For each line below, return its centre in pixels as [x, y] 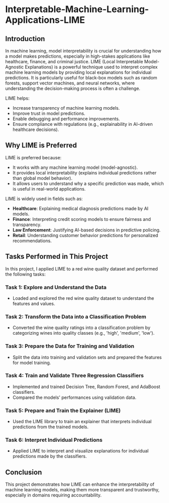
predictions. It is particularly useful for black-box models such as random [81, 78]
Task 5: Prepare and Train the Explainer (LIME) [63, 410]
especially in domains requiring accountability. [53, 495]
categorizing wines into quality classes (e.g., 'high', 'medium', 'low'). [83, 333]
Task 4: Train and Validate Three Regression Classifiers [74, 376]
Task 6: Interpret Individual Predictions [54, 440]
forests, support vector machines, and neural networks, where [70, 83]
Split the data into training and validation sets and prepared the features [87, 357]
